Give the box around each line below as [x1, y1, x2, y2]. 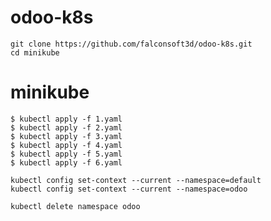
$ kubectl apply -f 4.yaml [10, 140, 123, 150]
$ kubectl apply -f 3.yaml [10, 131, 123, 141]
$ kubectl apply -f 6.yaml [10, 157, 123, 168]
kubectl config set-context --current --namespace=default [10, 175, 262, 185]
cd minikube [10, 47, 60, 58]
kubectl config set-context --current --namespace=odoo [10, 184, 248, 194]
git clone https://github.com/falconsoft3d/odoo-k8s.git [10, 39, 253, 49]
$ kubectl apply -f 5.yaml [10, 149, 123, 159]
